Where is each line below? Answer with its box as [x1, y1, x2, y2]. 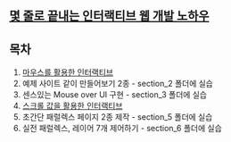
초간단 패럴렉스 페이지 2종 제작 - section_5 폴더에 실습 [21, 112, 213, 122]
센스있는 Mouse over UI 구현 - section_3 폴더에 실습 [21, 89, 208, 100]
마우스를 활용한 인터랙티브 [21, 67, 114, 78]
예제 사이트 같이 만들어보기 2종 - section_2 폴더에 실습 [21, 79, 214, 89]
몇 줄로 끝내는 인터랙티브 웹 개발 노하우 [9, 8, 210, 24]
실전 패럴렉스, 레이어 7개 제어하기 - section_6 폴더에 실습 [21, 123, 223, 134]
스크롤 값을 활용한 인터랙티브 [21, 101, 123, 112]
